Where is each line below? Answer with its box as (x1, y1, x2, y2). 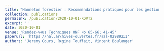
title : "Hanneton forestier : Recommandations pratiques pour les (5, 7, 143, 12)
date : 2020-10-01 (5, 25, 41, 30)
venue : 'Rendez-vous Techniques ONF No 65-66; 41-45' (5, 30, 117, 34)
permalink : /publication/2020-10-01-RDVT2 (5, 16, 93, 21)
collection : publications (5, 12, 58, 17)
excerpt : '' (5, 20, 29, 26)
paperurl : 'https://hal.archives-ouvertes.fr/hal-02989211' (5, 34, 130, 39)
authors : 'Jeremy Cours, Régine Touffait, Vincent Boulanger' (5, 39, 134, 44)
